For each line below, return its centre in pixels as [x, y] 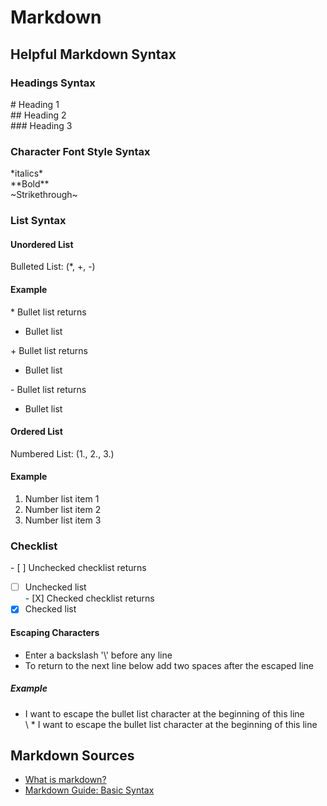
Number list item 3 [63, 520]
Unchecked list [55, 587]
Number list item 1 [62, 498]
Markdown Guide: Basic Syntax [89, 790]
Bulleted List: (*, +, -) [53, 267]
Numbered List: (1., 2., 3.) [62, 453]
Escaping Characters [55, 632]
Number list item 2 [63, 509]
